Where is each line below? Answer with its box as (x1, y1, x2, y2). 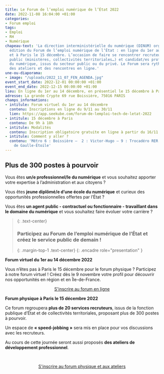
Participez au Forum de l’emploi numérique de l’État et (17, 230, 148, 237)
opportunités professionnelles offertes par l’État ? (5, 194, 105, 200)
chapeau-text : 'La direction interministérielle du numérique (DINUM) (5, 43, 152, 48)
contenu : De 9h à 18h (9, 120, 54, 125)
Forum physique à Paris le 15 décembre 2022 (5, 295, 99, 301)
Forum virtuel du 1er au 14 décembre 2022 (5, 256, 93, 262)
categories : (5, 16, 29, 21)
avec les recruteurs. (5, 330, 45, 335)
